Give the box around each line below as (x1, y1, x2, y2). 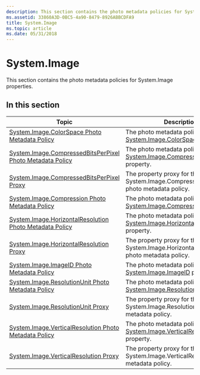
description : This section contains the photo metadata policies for (6, 8, 183, 15)
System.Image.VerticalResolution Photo (9, 323, 120, 331)
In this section (6, 100, 60, 110)
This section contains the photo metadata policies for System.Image (6, 76, 173, 84)
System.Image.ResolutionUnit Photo (9, 278, 110, 286)
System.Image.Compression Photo (9, 194, 106, 202)
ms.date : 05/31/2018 (6, 31, 58, 37)
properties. (6, 83, 33, 90)
